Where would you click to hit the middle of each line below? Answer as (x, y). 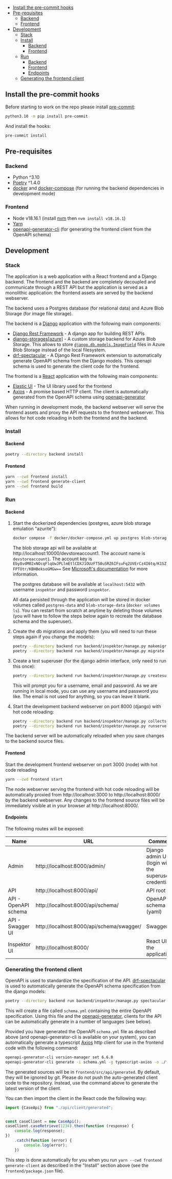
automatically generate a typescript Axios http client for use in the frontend (84, 1042)
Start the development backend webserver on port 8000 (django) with (87, 706)
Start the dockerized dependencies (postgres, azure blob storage (82, 523)
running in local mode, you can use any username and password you (85, 691)
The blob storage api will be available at (55, 548)
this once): (24, 666)
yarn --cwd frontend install (36, 477)
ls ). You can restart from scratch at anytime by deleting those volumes (87, 611)
